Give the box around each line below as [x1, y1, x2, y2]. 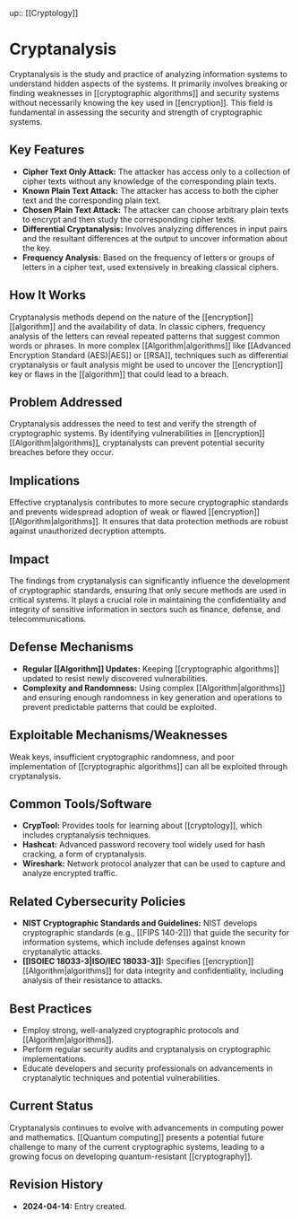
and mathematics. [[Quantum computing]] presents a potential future [9, 1131, 264, 1143]
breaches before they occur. [9, 447, 115, 458]
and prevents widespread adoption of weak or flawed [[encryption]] [9, 506, 260, 517]
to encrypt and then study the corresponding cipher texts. [21, 214, 237, 224]
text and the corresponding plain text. [21, 195, 161, 206]
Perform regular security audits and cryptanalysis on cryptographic [21, 1044, 271, 1055]
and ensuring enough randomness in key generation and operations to [21, 691, 283, 703]
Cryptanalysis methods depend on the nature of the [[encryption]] [9, 312, 253, 322]
